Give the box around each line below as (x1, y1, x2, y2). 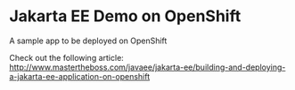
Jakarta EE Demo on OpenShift (9, 6, 242, 26)
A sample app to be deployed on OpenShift (9, 35, 168, 46)
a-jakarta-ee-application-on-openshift (9, 71, 151, 81)
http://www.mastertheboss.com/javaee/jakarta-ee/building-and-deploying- (9, 62, 286, 72)
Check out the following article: (9, 52, 125, 63)
